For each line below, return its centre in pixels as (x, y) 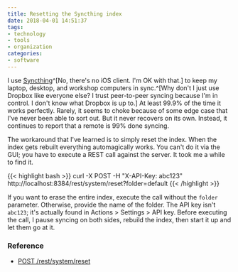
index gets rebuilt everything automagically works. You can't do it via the (114, 147)
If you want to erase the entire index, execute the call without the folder (113, 197)
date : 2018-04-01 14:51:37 (47, 21)
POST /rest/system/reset (54, 261)
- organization (30, 47)
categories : (25, 54)
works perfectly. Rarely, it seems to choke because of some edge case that (118, 110)
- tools (19, 40)
